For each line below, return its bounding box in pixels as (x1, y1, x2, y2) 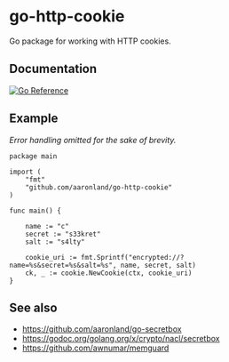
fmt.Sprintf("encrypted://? (80, 253, 185, 261)
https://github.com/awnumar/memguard (21, 342, 170, 353)
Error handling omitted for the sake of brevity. (9, 134, 177, 145)
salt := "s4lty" (25, 237, 86, 246)
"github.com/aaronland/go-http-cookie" (25, 182, 173, 192)
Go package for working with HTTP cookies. (9, 36, 171, 46)
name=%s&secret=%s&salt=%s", (9, 261, 117, 269)
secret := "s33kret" (25, 229, 101, 238)
